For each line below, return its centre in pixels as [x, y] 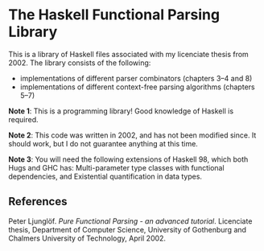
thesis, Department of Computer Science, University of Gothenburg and [128, 229]
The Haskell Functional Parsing [114, 15]
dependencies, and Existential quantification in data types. [105, 176]
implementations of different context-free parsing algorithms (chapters [137, 87]
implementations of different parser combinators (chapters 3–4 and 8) [136, 78]
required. [23, 119]
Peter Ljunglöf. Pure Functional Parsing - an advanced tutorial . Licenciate [130, 221]
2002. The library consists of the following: [80, 63]
